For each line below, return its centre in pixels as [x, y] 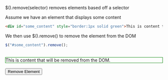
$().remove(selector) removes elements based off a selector [67, 8]
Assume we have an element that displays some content [63, 17]
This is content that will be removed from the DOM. [58, 60]
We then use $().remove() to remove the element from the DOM [71, 36]
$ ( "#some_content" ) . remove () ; [37, 45]
